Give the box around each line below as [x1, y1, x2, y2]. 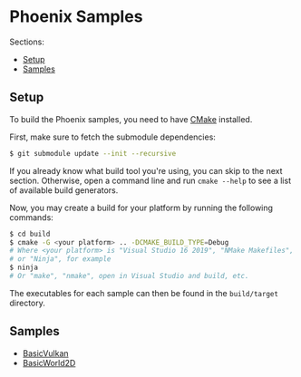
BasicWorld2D [22, 357, 76, 368]
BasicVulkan [22, 347, 70, 359]
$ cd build [9, 229, 51, 238]
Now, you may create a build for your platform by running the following [9, 202, 274, 213]
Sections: [9, 36, 45, 47]
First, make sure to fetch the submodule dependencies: [9, 131, 216, 142]
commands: [9, 211, 54, 223]
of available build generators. [9, 184, 119, 196]
